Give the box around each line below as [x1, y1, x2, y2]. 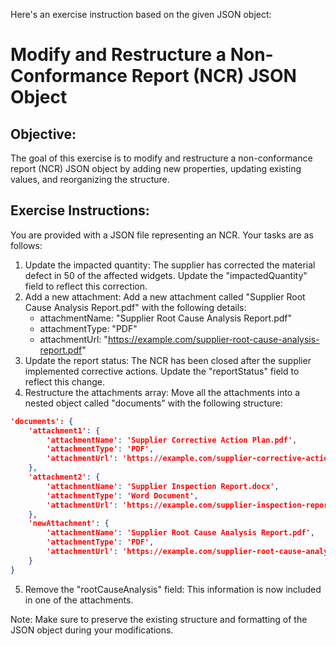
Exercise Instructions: [10, 202, 150, 219]
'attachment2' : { [28, 472, 101, 483]
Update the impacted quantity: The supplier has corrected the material [24, 259, 316, 271]
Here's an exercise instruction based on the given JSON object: [10, 9, 272, 20]
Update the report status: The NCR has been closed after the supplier [24, 354, 312, 366]
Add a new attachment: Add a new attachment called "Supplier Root [24, 290, 306, 303]
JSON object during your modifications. [10, 624, 174, 636]
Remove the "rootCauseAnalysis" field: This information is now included [24, 583, 322, 595]
